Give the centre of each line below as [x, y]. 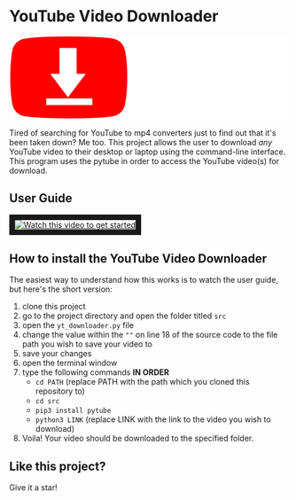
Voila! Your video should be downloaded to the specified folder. [138, 438]
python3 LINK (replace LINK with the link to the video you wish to [153, 419]
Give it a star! [33, 488]
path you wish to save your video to [87, 344]
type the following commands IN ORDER [96, 372]
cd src [47, 402]
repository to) [60, 391]
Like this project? [58, 466]
